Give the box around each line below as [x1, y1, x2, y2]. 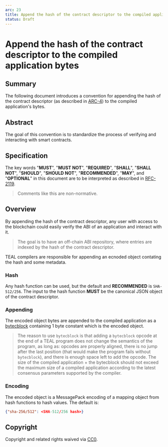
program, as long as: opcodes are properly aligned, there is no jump [17, 344, 157, 350]
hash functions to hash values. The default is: [5, 399, 99, 405]
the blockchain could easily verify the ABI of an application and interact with [5, 223, 162, 230]
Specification [5, 151, 48, 160]
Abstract [5, 118, 33, 127]
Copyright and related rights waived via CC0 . [5, 436, 98, 442]
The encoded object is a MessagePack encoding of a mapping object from [5, 394, 159, 400]
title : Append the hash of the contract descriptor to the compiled [5, 12, 151, 17]
